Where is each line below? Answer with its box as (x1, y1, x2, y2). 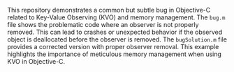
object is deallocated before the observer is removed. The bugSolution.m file (7, 35, 227, 44)
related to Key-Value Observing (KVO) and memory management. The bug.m (7, 13, 226, 21)
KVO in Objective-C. (7, 57, 66, 65)
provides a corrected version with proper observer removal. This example (7, 43, 219, 51)
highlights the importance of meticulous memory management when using (7, 50, 222, 58)
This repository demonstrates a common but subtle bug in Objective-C (7, 6, 211, 14)
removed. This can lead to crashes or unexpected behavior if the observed (7, 28, 223, 36)
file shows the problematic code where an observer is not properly (7, 21, 199, 28)
